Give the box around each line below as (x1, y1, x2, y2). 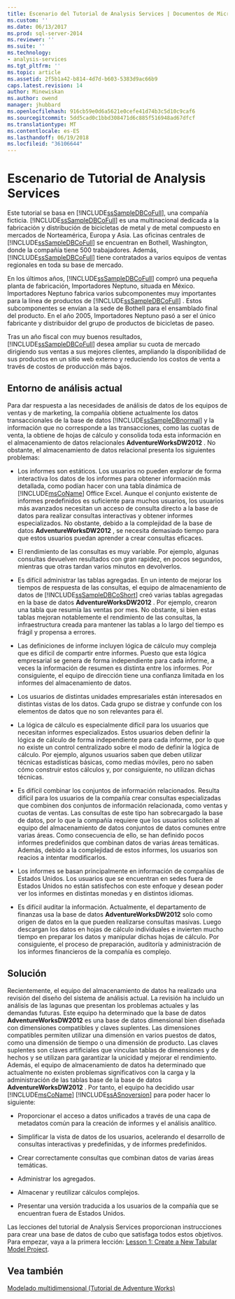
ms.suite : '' (7, 43, 45, 50)
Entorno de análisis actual (7, 382, 122, 394)
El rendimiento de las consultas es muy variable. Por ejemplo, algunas (17, 547, 219, 555)
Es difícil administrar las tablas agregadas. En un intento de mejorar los (17, 576, 222, 584)
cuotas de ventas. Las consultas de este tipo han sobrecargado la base (17, 808, 223, 817)
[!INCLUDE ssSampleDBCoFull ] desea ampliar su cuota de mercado (7, 340, 201, 349)
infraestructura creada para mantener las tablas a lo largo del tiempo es (17, 620, 225, 629)
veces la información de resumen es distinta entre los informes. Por (17, 663, 213, 672)
